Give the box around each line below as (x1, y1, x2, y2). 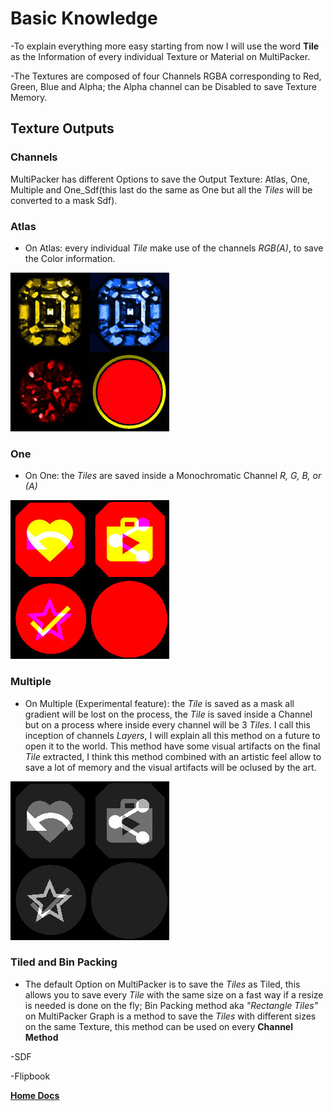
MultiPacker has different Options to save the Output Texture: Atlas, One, (10, 173, 311, 185)
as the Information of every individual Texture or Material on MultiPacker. (10, 50, 311, 62)
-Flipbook (10, 1070, 51, 1082)
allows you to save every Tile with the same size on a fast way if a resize (24, 988, 324, 1001)
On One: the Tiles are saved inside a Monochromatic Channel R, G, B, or (24, 470, 322, 482)
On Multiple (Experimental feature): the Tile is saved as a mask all (24, 697, 295, 709)
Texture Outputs (10, 120, 115, 137)
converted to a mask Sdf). (10, 194, 118, 206)
